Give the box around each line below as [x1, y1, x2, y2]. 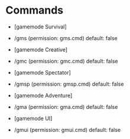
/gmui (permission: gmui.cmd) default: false [14, 126, 121, 133]
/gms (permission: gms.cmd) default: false [14, 34, 118, 41]
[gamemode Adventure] [14, 92, 73, 99]
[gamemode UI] [14, 115, 53, 122]
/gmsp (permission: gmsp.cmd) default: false [14, 80, 124, 88]
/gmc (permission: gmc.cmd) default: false [14, 57, 118, 64]
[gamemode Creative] [14, 46, 68, 53]
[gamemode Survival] [14, 23, 67, 30]
